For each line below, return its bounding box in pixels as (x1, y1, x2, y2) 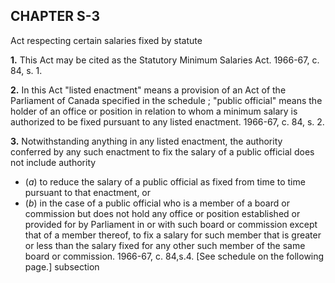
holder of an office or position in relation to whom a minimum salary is (10, 105, 298, 117)
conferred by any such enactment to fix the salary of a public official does (10, 145, 315, 158)
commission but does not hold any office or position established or (24, 207, 301, 219)
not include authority (10, 156, 97, 168)
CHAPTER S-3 (10, 8, 101, 25)
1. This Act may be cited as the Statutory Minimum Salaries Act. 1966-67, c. (10, 54, 320, 66)
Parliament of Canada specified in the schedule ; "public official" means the (10, 94, 323, 106)
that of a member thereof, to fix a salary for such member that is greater (24, 229, 322, 241)
